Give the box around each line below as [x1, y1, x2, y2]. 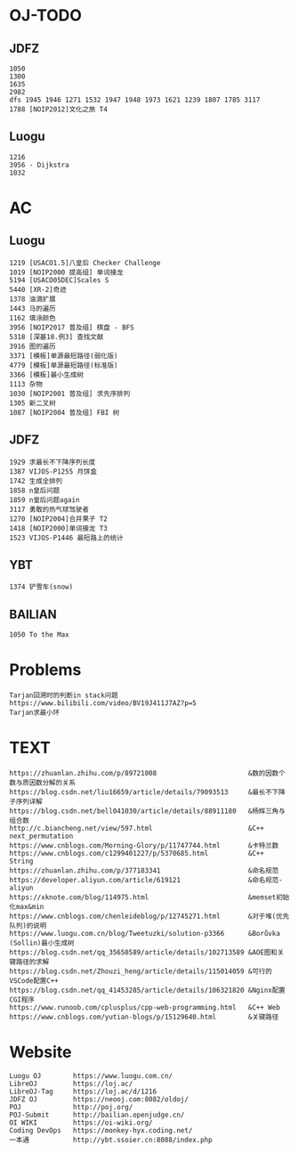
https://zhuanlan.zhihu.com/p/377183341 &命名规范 [9, 866, 279, 875]
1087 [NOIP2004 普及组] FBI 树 [9, 408, 120, 417]
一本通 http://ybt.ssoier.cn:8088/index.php [9, 1136, 213, 1145]
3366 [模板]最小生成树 [9, 370, 85, 379]
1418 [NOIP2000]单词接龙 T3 [9, 524, 109, 532]
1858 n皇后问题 [9, 486, 60, 495]
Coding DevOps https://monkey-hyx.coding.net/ [9, 1126, 193, 1135]
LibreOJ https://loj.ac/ [9, 1079, 133, 1089]
